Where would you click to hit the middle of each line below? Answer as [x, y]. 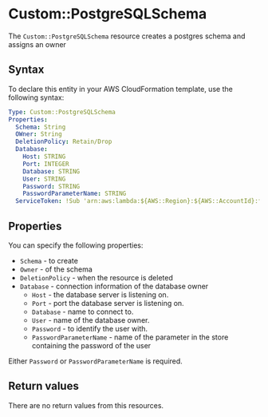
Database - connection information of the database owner [114, 286]
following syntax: [36, 97]
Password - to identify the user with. [90, 328]
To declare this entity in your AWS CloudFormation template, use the [120, 89]
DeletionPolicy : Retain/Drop [64, 142]
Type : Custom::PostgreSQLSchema [62, 112]
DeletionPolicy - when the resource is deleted [96, 277]
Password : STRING [51, 186]
